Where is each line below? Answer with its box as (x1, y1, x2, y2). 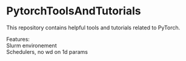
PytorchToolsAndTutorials (6, 4, 141, 18)
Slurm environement (6, 42, 57, 49)
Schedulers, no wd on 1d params (6, 48, 88, 55)
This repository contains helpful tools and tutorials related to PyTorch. (6, 24, 181, 31)
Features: (6, 35, 30, 42)
